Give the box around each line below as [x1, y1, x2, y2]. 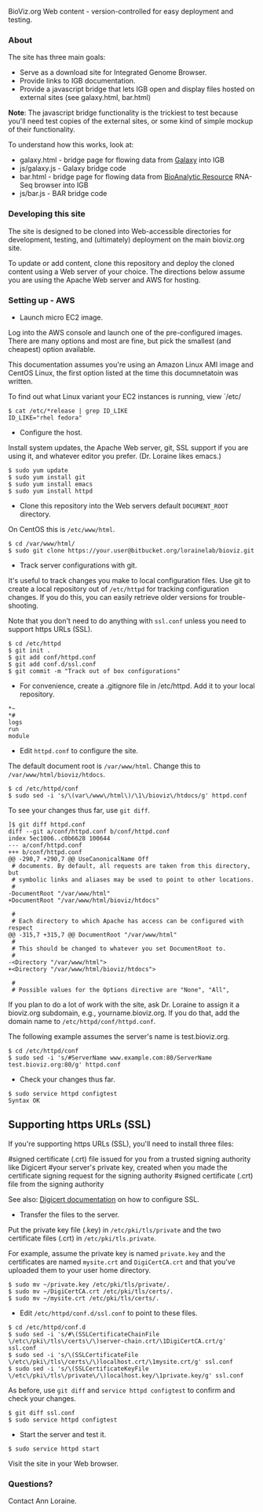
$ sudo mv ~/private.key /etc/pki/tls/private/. [8, 1281, 170, 1288]
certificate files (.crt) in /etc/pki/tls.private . [8, 1233, 157, 1243]
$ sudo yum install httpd [8, 487, 93, 495]
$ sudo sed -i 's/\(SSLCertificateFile [8, 1351, 139, 1359]
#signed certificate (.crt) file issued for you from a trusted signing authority [8, 1154, 251, 1163]
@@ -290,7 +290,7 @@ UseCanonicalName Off [8, 855, 149, 863]
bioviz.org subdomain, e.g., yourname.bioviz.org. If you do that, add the [8, 1007, 240, 1018]
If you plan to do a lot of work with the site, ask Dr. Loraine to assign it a [8, 1000, 239, 1009]
